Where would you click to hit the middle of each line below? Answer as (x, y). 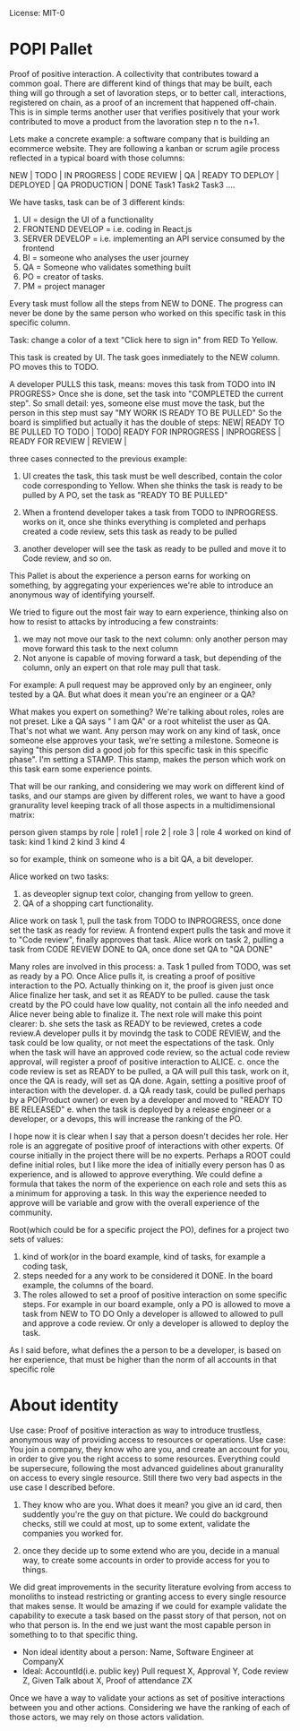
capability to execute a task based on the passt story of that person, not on (148, 1615)
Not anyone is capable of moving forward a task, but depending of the (152, 658)
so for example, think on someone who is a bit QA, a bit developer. (131, 858)
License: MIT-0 (37, 13)
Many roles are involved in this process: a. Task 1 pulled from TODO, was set (150, 966)
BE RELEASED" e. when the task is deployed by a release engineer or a (140, 1109)
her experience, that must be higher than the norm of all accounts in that (143, 1359)
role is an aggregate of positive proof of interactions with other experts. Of (146, 1145)
